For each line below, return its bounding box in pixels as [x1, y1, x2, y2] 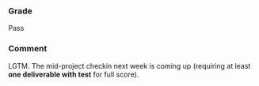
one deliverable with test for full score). [8, 69, 139, 79]
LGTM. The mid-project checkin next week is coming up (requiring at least [8, 61, 251, 70]
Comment [8, 43, 48, 54]
